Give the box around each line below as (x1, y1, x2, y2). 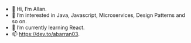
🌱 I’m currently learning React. (11, 24, 85, 31)
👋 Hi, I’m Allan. (11, 6, 47, 12)
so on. (11, 18, 28, 24)
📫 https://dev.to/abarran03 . (11, 31, 80, 37)
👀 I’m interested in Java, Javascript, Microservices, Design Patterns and (11, 12, 186, 19)
